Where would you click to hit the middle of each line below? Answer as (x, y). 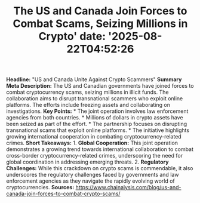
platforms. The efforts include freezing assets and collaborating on (88, 105)
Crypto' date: (72, 36)
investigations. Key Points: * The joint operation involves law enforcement (97, 111)
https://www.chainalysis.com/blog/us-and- (128, 187)
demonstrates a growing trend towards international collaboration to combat (100, 149)
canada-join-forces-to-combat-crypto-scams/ (63, 194)
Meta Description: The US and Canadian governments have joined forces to (100, 86)
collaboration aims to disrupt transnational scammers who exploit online (95, 99)
